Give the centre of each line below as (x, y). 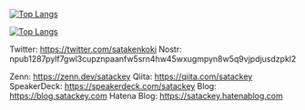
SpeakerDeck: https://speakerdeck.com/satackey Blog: (113, 86)
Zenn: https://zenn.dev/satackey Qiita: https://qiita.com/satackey (131, 76)
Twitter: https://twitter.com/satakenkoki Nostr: (96, 49)
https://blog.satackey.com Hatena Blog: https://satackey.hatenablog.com (147, 96)
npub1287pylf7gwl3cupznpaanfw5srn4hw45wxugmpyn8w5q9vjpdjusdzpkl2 (153, 59)
